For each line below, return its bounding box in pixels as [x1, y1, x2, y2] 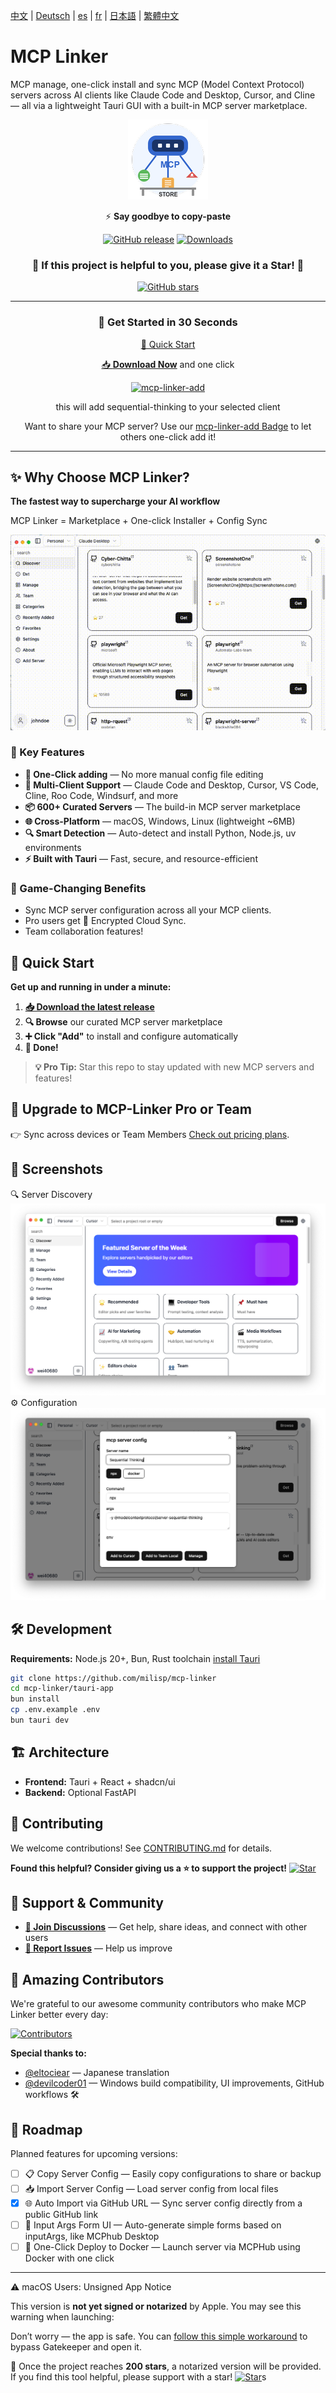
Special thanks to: [10, 2047, 87, 2059]
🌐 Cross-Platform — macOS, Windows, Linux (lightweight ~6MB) [24, 815, 296, 827]
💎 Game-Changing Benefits [10, 881, 147, 895]
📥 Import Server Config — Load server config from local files [24, 2183, 279, 2195]
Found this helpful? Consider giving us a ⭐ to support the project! [10, 1862, 288, 1874]
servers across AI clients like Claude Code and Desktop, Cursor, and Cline [10, 89, 316, 101]
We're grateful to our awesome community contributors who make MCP [10, 1998, 307, 2010]
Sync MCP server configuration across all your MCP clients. [24, 904, 272, 916]
